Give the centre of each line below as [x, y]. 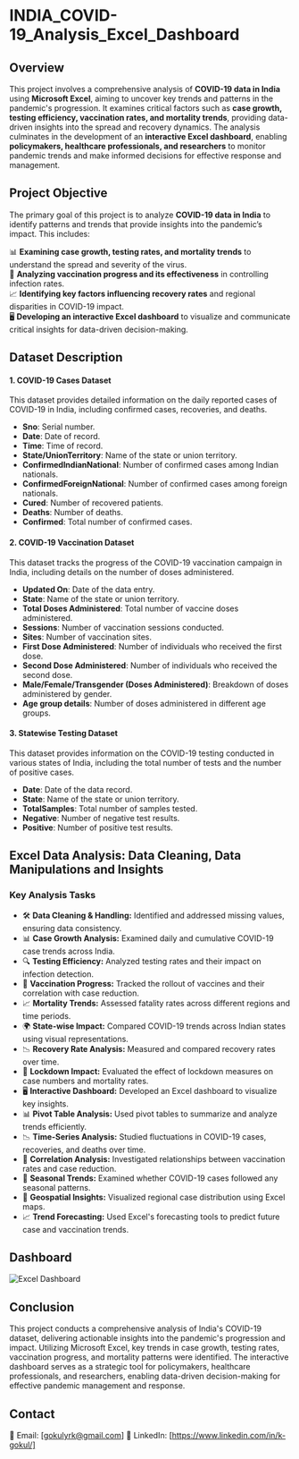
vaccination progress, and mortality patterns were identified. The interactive [149, 1357]
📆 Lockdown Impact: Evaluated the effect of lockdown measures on [148, 1071]
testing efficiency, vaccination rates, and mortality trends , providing [138, 118]
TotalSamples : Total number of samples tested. [110, 808]
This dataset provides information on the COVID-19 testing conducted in [142, 753]
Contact [32, 1414]
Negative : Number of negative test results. [101, 818]
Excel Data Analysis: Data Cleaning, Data [125, 856]
